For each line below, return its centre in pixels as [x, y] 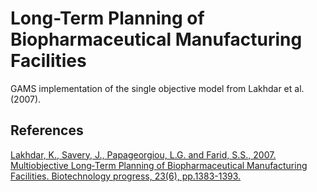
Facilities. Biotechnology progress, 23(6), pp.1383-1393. [126, 176]
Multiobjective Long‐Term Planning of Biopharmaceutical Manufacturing [159, 165]
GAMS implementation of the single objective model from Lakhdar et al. [157, 88]
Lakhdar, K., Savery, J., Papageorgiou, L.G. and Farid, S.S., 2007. [143, 154]
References [47, 130]
